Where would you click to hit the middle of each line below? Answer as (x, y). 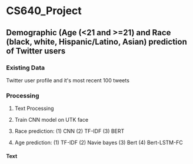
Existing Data (26, 68)
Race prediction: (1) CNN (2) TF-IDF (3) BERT (69, 131)
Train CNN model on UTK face (51, 120)
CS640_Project (44, 11)
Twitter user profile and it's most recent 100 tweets (68, 80)
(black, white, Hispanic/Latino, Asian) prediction (96, 41)
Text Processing (34, 108)
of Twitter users (36, 51)
